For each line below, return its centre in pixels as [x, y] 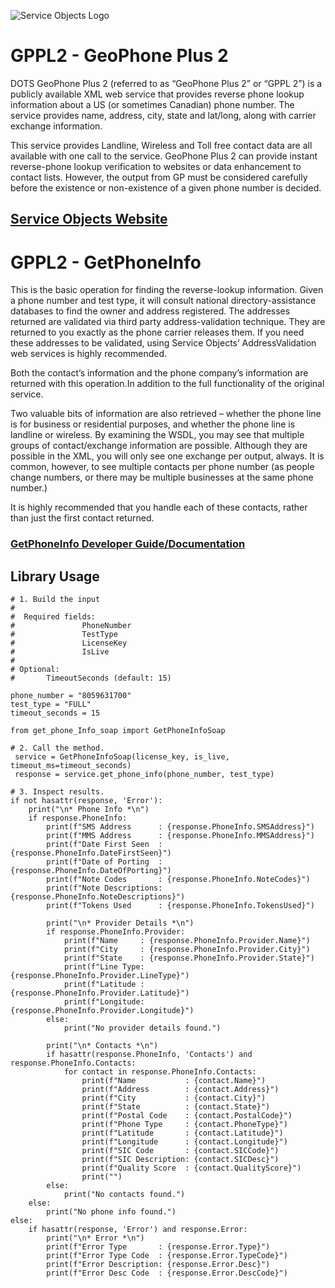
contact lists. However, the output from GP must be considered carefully [159, 177]
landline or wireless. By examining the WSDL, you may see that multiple [157, 435]
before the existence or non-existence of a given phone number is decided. [166, 187]
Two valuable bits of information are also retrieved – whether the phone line [166, 414]
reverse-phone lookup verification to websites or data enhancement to [156, 166]
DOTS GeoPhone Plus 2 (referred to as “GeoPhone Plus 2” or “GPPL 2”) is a [166, 83]
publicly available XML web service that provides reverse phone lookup [157, 94]
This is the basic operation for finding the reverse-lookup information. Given [167, 290]
